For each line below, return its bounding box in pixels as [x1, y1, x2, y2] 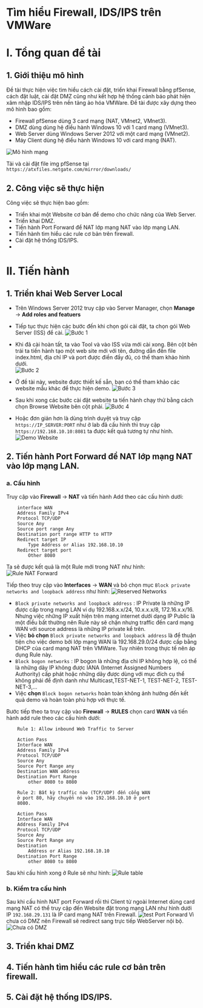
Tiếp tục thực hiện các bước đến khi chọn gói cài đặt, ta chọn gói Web [15, 322, 191, 330]
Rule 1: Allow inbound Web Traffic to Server [17, 726, 135, 732]
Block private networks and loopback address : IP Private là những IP [15, 599, 190, 607]
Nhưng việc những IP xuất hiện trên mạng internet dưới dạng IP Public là [15, 612, 196, 619]
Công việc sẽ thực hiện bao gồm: [6, 199, 89, 206]
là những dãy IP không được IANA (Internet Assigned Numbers [15, 664, 171, 671]
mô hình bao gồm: [6, 105, 52, 113]
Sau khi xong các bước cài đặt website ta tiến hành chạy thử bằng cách [15, 396, 194, 404]
